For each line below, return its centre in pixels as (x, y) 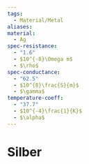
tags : (15, 14)
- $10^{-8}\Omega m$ (43, 59)
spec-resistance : (32, 46)
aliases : (20, 27)
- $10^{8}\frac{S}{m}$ (46, 85)
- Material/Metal (39, 20)
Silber (25, 152)
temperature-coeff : (35, 98)
